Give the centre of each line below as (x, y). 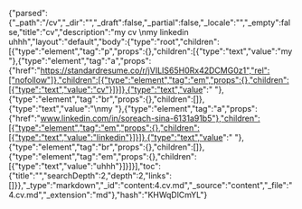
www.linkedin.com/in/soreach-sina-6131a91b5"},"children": (151, 118)
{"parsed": (28, 13)
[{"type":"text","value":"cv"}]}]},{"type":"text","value (106, 90)
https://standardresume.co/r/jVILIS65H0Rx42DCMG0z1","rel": (155, 70)
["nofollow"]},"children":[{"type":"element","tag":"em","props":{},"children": (149, 80)
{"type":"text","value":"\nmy (61, 109)
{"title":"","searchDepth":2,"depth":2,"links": (90, 176)
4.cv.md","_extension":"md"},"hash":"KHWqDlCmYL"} (108, 195)
